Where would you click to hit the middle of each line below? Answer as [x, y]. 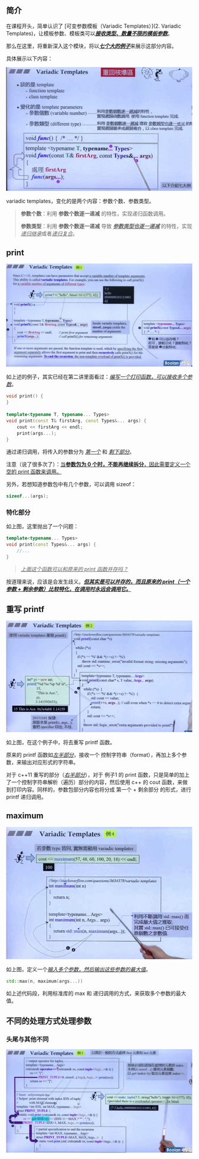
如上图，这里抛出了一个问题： [42, 526]
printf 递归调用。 [26, 797]
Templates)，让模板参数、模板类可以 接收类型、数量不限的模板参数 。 [89, 33]
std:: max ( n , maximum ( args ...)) [45, 981]
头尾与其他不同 [27, 1039]
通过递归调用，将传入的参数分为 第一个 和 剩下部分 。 [70, 451]
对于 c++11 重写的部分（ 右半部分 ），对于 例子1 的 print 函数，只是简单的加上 [98, 775]
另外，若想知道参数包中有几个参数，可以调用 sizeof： [71, 484]
